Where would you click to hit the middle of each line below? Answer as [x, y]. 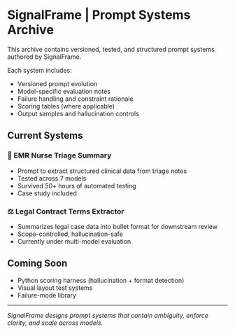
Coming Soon [37, 264]
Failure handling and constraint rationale [76, 99]
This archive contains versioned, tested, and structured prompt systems [111, 49]
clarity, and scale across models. [55, 323]
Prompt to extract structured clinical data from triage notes [102, 171]
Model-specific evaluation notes [64, 91]
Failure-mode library [47, 295]
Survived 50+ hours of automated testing [77, 186]
